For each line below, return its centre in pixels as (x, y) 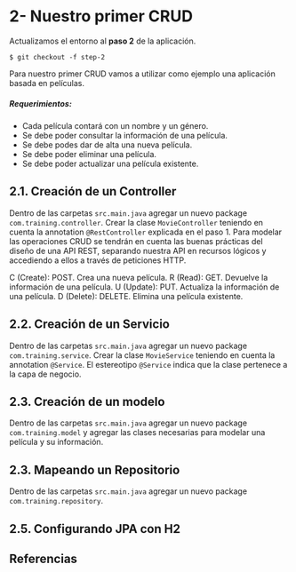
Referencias (44, 558)
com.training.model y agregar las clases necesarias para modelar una (137, 433)
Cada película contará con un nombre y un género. (115, 125)
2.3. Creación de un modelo (87, 401)
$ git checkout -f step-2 (57, 57)
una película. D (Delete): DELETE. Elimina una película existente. (126, 296)
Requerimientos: (41, 103)
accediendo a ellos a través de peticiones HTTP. (98, 260)
